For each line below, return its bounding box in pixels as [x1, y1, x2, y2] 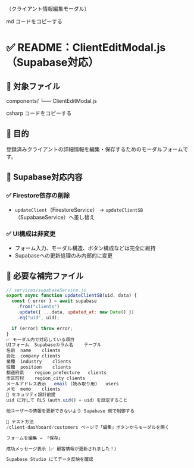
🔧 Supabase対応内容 [6, 172, 83, 183]
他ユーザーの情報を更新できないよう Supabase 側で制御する [6, 408, 135, 414]
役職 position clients [6, 364, 71, 370]
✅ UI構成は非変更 [6, 230, 56, 238]
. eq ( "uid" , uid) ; [17, 315, 60, 321]
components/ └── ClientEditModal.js [6, 98, 97, 104]
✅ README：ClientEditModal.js [6, 41, 166, 55]
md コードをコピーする [6, 18, 62, 25]
